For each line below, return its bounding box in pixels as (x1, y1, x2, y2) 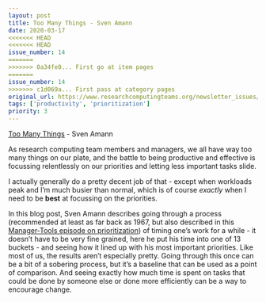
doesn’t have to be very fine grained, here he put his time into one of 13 (8, 235, 241, 243)
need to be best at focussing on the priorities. (8, 193, 158, 203)
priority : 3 (8, 108, 47, 116)
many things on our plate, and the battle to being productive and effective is (8, 153, 256, 162)
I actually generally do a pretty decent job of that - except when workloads (8, 177, 252, 186)
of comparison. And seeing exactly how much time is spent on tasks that (8, 268, 245, 277)
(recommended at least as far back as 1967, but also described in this (8, 217, 235, 227)
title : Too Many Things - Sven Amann (8, 19, 133, 27)
